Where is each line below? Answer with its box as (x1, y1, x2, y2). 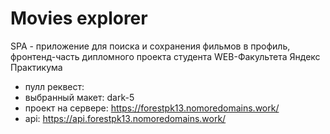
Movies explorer (10, 7, 148, 30)
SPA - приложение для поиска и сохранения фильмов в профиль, (10, 40, 291, 52)
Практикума (10, 61, 63, 73)
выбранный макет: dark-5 (24, 91, 135, 103)
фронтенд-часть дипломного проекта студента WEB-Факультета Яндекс (10, 50, 321, 62)
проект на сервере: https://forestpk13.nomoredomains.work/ (24, 102, 280, 114)
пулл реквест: (24, 80, 85, 92)
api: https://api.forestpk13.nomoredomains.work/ (24, 112, 227, 124)
